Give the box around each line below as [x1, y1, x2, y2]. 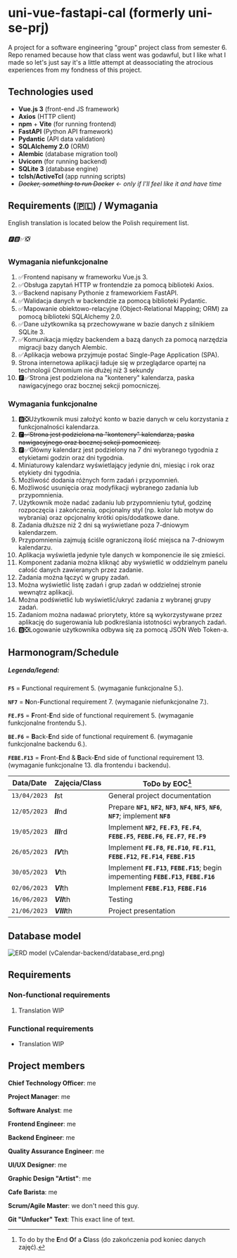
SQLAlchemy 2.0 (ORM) [18, 142, 90, 151]
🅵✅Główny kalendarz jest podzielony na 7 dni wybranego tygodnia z [18, 445, 219, 455]
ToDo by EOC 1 [142, 777, 192, 789]
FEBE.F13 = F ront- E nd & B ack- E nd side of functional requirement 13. [8, 753, 205, 761]
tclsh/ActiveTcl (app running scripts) [18, 172, 126, 180]
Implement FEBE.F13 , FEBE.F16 [108, 883, 207, 893]
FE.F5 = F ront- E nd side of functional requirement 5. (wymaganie [8, 711, 194, 719]
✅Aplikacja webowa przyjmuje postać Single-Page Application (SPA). [18, 350, 220, 360]
